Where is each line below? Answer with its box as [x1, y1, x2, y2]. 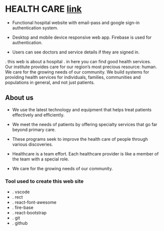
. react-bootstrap [12, 210, 47, 216]
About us [5, 94, 34, 102]
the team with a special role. [12, 156, 70, 162]
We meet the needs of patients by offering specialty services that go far [12, 121, 158, 127]
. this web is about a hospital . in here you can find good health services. [5, 58, 151, 64]
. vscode [12, 189, 30, 195]
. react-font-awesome [12, 200, 57, 205]
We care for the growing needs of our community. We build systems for [5, 69, 149, 75]
